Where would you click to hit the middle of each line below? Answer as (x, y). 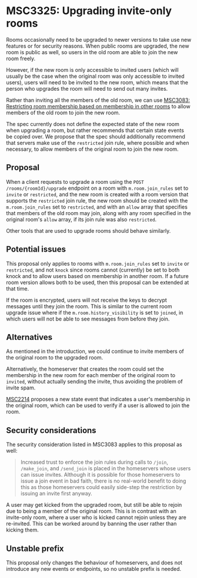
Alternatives (29, 337)
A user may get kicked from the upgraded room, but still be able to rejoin (94, 505)
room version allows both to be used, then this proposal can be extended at (98, 282)
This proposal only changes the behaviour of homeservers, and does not (94, 563)
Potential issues (36, 250)
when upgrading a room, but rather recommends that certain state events (95, 130)
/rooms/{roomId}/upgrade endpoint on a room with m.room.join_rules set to (97, 188)
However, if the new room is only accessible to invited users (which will (92, 70)
